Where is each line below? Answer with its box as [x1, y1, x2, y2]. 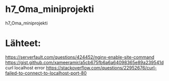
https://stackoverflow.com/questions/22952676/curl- [46, 64, 157, 70]
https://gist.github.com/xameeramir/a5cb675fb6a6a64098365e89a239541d [5, 59, 164, 65]
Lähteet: [5, 37, 41, 49]
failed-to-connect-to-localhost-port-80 [5, 70, 87, 76]
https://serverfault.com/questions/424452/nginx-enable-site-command [5, 54, 155, 60]
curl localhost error [5, 64, 45, 70]
